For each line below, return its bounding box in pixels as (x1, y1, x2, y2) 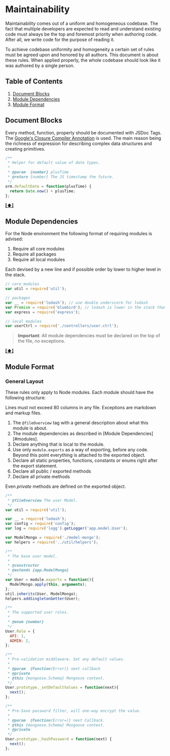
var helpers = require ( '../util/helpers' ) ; (5, 539, 99, 545)
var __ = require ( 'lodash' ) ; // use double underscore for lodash (5, 300, 148, 305)
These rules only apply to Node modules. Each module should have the (5, 389, 154, 395)
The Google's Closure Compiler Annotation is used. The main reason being (5, 135, 161, 141)
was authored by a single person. (5, 62, 75, 68)
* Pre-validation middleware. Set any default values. (7, 657, 125, 662)
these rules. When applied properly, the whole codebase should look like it (5, 57, 161, 63)
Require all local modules (12, 257, 65, 263)
